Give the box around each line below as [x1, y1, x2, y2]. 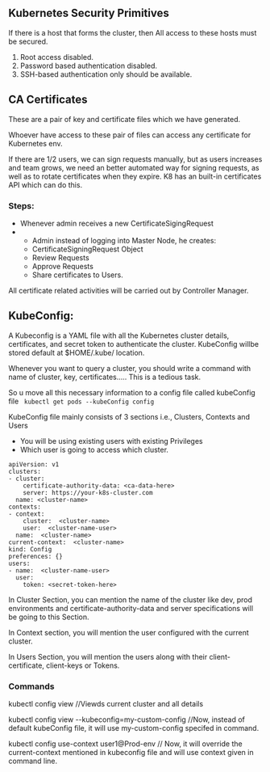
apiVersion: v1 [8, 460, 60, 468]
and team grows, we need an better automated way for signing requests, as [8, 162, 260, 172]
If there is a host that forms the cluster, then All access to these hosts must [8, 27, 257, 37]
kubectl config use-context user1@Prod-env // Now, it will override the [8, 739, 243, 749]
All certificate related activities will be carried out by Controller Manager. [8, 285, 249, 295]
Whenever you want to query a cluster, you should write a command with [8, 363, 251, 373]
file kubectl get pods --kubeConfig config [8, 396, 155, 406]
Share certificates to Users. [31, 270, 123, 280]
